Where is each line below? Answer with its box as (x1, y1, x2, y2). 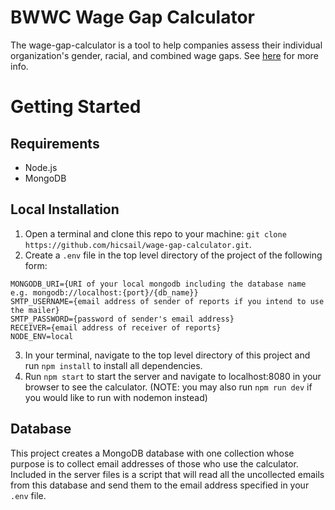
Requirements (10, 135, 100, 152)
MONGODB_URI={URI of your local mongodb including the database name (10, 279, 307, 289)
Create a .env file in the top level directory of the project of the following (24, 249, 323, 261)
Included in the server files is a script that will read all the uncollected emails (10, 468, 325, 480)
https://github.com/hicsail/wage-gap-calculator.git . (24, 238, 252, 250)
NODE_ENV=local (10, 331, 74, 341)
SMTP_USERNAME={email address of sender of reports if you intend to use (10, 296, 325, 306)
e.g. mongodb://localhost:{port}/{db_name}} (10, 287, 199, 298)
